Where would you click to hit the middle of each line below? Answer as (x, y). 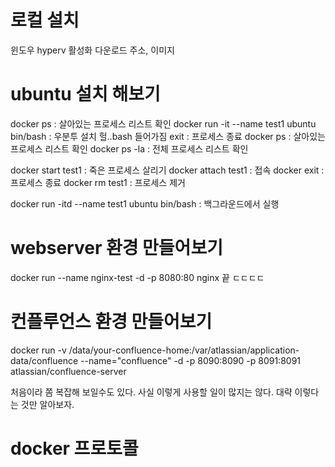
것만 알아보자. (47, 404)
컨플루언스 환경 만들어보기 (111, 322)
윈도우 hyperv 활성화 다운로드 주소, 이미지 (92, 50)
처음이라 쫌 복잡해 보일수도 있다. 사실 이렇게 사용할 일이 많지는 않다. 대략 (151, 392)
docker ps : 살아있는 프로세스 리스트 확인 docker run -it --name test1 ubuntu (163, 123)
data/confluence (44, 360)
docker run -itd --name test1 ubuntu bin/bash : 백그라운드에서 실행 (145, 203)
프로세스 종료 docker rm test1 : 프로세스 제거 (98, 182)
